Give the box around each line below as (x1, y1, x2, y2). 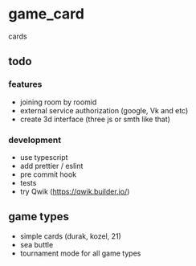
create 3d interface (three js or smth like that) (19, 114, 171, 124)
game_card (8, 5, 84, 23)
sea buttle (19, 239, 54, 249)
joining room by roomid (19, 97, 97, 107)
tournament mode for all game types (19, 248, 141, 258)
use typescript (19, 152, 68, 162)
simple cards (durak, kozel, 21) (19, 231, 122, 241)
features (8, 79, 43, 90)
